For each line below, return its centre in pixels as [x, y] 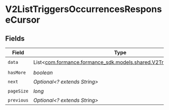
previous [18, 100]
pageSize [18, 91]
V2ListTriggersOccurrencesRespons [83, 9]
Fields [15, 38]
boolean [43, 72]
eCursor [23, 20]
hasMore [17, 72]
